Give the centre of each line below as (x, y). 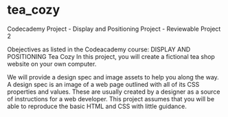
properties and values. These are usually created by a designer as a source (114, 92)
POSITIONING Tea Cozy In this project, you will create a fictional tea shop (111, 56)
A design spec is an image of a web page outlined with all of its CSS (103, 84)
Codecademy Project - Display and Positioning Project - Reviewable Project (114, 29)
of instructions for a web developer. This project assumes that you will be (111, 99)
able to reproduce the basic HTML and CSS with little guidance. (97, 106)
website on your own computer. (52, 64)
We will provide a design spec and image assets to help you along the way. (113, 77)
